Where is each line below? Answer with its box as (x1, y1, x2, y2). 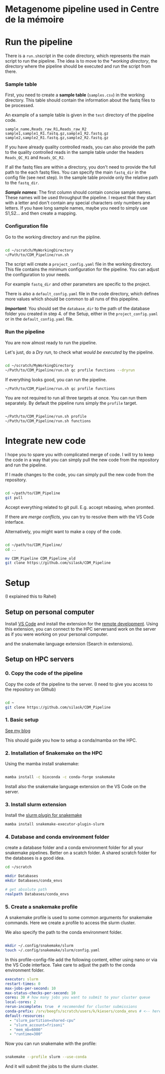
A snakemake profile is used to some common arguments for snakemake (5, 915, 153, 921)
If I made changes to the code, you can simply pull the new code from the (5, 472, 154, 478)
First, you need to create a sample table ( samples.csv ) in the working (5, 92, 145, 98)
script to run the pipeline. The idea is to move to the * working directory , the (5, 58, 158, 64)
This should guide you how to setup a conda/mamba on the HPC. (5, 737, 137, 743)
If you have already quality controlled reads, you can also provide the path (5, 144, 156, 150)
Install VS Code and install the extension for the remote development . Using (5, 621, 159, 627)
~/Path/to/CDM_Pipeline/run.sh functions (5, 419, 91, 424)
